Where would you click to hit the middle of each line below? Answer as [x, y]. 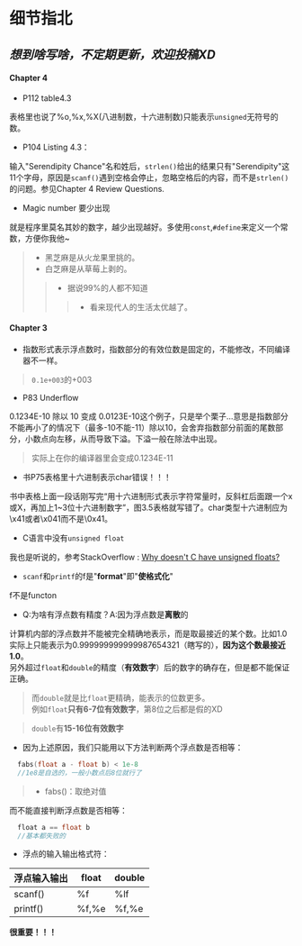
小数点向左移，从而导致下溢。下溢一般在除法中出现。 [123, 439]
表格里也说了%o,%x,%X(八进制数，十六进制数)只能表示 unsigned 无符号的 [144, 116]
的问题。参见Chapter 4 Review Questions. [87, 188]
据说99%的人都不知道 [107, 287]
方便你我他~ [47, 238]
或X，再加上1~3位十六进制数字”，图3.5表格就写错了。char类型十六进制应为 [149, 507]
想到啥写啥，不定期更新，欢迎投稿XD [112, 55]
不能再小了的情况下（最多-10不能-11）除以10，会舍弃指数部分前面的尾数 [142, 427]
